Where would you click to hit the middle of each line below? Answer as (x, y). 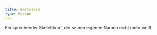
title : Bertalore (23, 9)
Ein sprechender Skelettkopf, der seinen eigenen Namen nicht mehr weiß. (79, 27)
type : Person (18, 14)
